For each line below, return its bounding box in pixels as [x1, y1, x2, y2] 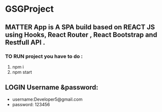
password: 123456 [12, 101, 50, 107]
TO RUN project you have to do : [5, 53, 83, 60]
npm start [12, 69, 32, 75]
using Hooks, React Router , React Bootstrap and [5, 30, 158, 39]
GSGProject [5, 3, 54, 15]
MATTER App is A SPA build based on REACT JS [5, 23, 155, 31]
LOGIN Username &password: [5, 83, 98, 91]
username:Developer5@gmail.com [12, 96, 83, 102]
